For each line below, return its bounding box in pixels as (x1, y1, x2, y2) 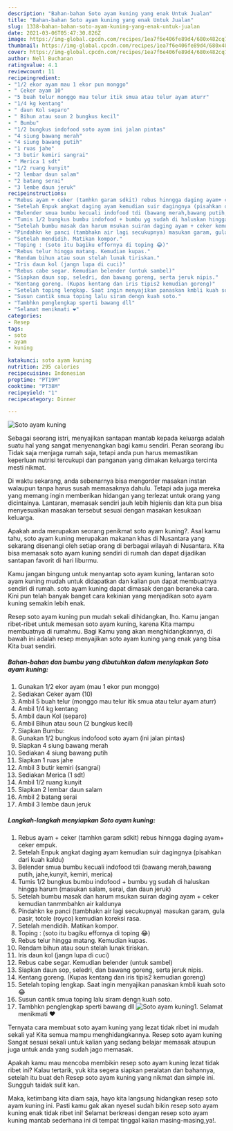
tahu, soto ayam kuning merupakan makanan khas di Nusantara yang (8, 534, 205, 543)
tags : (8, 325, 24, 332)
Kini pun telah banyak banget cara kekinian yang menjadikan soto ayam (8, 592, 212, 600)
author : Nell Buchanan (8, 55, 73, 62)
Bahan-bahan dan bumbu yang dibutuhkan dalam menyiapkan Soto (8, 658, 209, 666)
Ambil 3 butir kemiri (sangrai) (17, 764, 101, 772)
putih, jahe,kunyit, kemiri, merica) (17, 870, 113, 879)
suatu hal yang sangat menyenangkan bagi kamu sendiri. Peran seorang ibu (8, 441, 224, 450)
